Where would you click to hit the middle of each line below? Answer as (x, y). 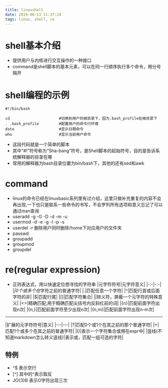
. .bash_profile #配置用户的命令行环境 (52, 124)
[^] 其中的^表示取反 (32, 374)
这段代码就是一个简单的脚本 (41, 145)
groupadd (22, 239)
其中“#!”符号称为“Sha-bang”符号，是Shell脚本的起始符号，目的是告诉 (84, 151)
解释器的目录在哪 (34, 157)
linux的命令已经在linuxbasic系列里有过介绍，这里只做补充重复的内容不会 (87, 198)
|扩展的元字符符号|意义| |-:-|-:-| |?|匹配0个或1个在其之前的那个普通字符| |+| (82, 325)
